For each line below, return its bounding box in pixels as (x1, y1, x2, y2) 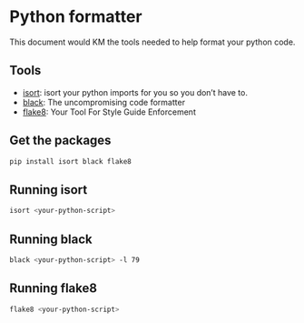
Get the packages (9, 133, 112, 148)
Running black (9, 231, 93, 247)
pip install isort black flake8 (9, 156, 132, 166)
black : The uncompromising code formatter (22, 96, 186, 107)
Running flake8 (9, 280, 98, 297)
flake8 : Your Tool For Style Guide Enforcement (22, 106, 197, 117)
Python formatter (9, 6, 142, 27)
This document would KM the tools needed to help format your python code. (9, 36, 296, 47)
